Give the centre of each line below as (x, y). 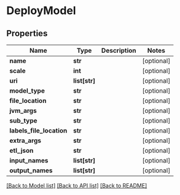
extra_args (25, 140)
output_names (31, 170)
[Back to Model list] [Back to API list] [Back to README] (77, 185)
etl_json (22, 151)
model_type (27, 91)
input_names (29, 160)
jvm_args (23, 111)
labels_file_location (38, 131)
